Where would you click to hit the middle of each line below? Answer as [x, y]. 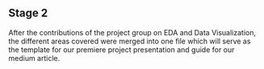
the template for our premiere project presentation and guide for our [122, 49]
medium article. [34, 58]
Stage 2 [28, 13]
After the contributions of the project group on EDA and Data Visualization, [132, 32]
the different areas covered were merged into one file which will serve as [130, 41]
